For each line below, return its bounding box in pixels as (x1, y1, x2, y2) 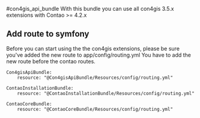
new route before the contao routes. (6, 57, 96, 65)
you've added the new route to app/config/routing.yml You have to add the (6, 51, 191, 58)
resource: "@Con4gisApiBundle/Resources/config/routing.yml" (17, 75, 173, 81)
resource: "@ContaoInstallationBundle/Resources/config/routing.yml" (17, 90, 195, 96)
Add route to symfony (6, 29, 89, 39)
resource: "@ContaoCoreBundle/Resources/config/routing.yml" (17, 106, 173, 112)
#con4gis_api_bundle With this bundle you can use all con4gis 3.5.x (6, 5, 174, 12)
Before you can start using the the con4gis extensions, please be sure (6, 45, 180, 52)
